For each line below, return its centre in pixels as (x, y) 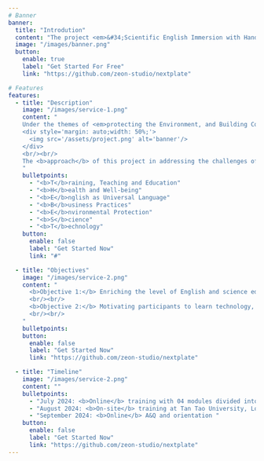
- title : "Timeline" (49, 372)
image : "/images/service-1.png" (75, 110)
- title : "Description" (54, 103)
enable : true (44, 60)
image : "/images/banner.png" (63, 45)
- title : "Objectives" (52, 270)
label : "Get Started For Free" (73, 67)
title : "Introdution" (51, 30)
